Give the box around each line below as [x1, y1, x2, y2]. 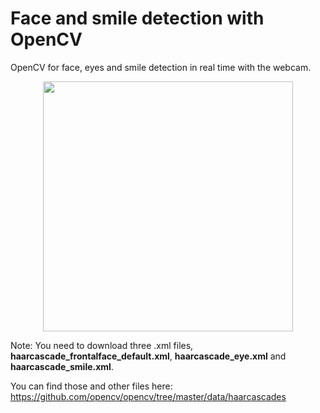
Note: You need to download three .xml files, [10, 339, 194, 351]
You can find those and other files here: [10, 380, 173, 392]
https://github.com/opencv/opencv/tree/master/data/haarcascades [10, 390, 287, 402]
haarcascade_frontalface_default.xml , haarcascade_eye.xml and [10, 350, 287, 362]
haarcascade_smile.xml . [10, 360, 114, 372]
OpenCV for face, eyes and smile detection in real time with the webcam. [10, 61, 312, 73]
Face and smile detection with [10, 7, 265, 30]
